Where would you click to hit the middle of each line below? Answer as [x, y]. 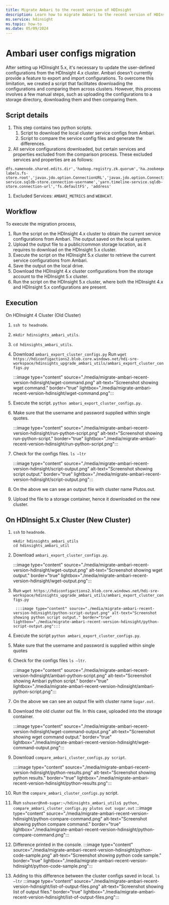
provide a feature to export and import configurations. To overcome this [80, 78]
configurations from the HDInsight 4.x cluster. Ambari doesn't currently [79, 73]
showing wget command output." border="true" [62, 737]
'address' [101, 186]
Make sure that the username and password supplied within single [81, 412]
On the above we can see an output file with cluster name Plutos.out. [84, 489]
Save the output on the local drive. [48, 265]
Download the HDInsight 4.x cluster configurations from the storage [83, 271]
